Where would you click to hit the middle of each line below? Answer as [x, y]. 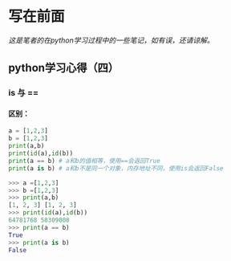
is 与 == [23, 93]
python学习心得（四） [63, 68]
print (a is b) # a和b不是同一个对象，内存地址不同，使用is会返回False [116, 168]
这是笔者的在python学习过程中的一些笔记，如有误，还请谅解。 [111, 40]
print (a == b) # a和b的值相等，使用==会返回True [84, 161]
